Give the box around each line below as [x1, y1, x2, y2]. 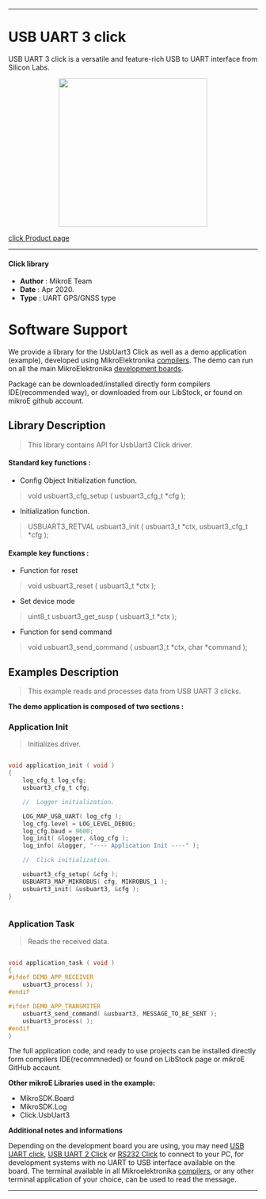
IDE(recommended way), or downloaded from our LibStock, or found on [8, 388, 243, 397]
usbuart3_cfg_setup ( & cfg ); [22, 871, 119, 878]
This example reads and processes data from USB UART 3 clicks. [27, 686, 241, 696]
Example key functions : [8, 548, 89, 558]
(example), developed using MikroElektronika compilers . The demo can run [8, 355, 253, 365]
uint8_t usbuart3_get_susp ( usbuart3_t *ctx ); [27, 612, 177, 621]
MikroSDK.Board [19, 1094, 74, 1103]
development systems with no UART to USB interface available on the [8, 1158, 236, 1167]
